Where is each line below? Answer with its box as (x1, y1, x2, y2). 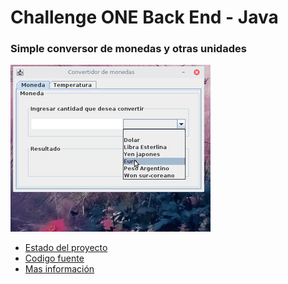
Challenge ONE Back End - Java (10, 6, 279, 29)
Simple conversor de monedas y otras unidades (10, 42, 247, 56)
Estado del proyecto (24, 242, 108, 254)
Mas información (24, 263, 95, 275)
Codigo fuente (24, 252, 85, 265)
